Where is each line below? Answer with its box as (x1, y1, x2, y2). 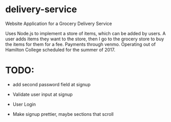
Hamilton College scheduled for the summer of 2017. (5, 46, 116, 53)
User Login (12, 101, 36, 107)
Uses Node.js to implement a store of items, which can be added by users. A (5, 30, 166, 36)
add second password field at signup (12, 81, 91, 87)
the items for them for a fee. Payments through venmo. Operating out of (5, 41, 156, 47)
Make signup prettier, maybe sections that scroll (12, 111, 113, 117)
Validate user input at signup (12, 91, 73, 97)
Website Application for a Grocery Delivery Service (5, 20, 112, 27)
